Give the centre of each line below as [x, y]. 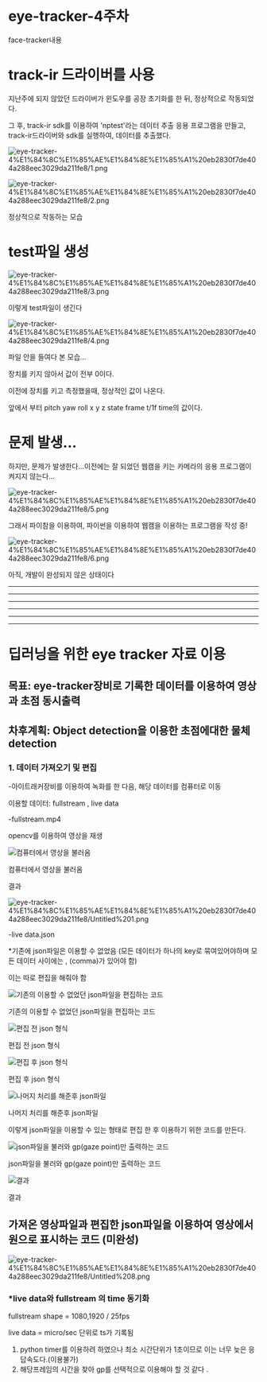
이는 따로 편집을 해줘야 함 [48, 978]
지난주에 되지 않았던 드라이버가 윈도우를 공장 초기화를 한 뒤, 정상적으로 [117, 98]
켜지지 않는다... [32, 476]
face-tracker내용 [35, 40]
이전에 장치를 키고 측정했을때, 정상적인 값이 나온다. [87, 390]
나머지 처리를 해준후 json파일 [53, 1113]
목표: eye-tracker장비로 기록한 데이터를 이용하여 [122, 686]
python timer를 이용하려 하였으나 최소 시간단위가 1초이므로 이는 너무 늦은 [133, 1349]
